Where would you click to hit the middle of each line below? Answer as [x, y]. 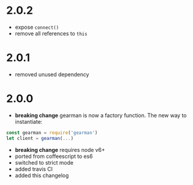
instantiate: [29, 121]
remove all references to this [51, 33]
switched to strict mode [44, 162]
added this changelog [42, 175]
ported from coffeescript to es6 [54, 156]
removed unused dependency [52, 74]
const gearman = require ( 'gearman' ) [52, 133]
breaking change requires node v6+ [60, 150]
